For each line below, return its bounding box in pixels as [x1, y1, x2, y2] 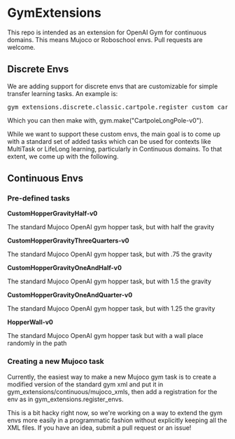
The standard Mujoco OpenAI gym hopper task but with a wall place [7, 332, 204, 340]
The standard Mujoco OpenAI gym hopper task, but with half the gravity [7, 223, 215, 231]
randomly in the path [7, 339, 67, 348]
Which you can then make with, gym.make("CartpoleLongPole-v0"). [7, 116, 204, 124]
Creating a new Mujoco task [7, 356, 105, 366]
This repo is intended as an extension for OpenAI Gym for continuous [7, 28, 207, 36]
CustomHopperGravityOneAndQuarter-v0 [7, 291, 133, 299]
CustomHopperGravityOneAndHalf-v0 [7, 264, 122, 272]
